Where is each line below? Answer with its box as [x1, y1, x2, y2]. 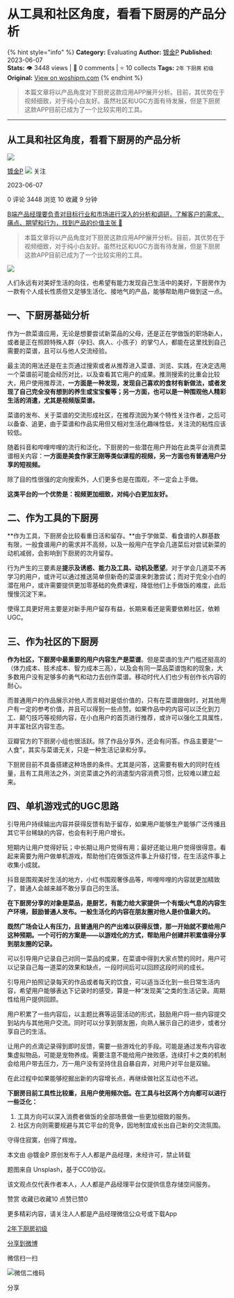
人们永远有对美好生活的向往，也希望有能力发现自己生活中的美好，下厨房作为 [7, 278, 226, 287]
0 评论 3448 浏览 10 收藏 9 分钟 [7, 195, 97, 203]
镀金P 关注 [7, 167, 47, 175]
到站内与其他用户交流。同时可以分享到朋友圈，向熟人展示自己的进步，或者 [7, 1019, 220, 1026]
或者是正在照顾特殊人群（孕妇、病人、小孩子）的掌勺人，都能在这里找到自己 [7, 338, 226, 346]
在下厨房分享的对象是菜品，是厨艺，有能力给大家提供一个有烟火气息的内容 [7, 899, 220, 907]
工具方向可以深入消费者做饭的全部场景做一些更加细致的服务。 [17, 1113, 194, 1120]
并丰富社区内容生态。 [7, 722, 68, 731]
